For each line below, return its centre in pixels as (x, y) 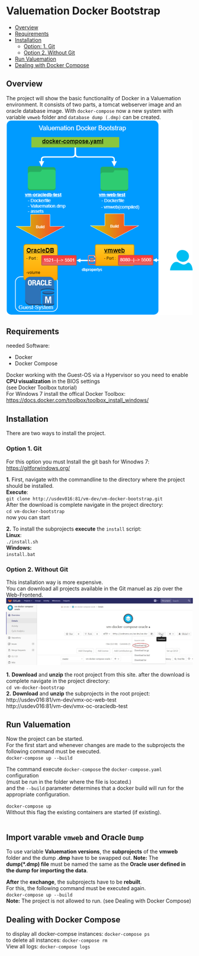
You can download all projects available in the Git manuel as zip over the (94, 588)
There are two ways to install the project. (56, 433)
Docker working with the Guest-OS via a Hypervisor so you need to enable (97, 375)
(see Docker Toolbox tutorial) (42, 388)
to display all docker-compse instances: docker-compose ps (78, 933)
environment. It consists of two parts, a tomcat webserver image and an (94, 104)
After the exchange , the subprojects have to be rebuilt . (74, 882)
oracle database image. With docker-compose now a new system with (90, 110)
